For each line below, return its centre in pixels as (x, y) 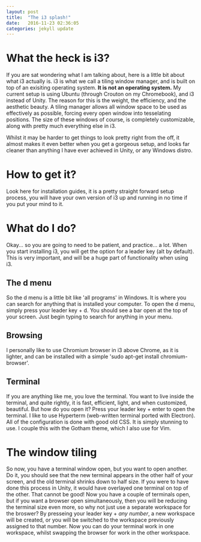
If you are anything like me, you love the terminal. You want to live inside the (100, 396)
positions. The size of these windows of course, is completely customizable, (100, 120)
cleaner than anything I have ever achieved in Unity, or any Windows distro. (100, 150)
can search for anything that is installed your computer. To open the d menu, (101, 303)
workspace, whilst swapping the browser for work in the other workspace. (98, 533)
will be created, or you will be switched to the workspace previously (90, 520)
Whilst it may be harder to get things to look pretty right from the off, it (93, 138)
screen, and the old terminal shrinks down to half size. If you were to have (97, 482)
